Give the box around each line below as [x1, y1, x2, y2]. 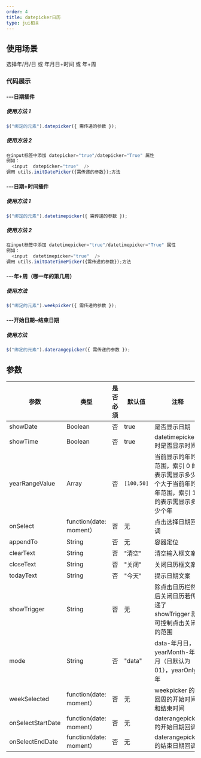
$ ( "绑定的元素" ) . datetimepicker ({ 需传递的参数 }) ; [6, 213, 128, 219]
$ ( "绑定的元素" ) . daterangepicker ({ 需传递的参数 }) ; [6, 347, 130, 353]
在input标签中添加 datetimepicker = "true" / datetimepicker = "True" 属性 [6, 242, 176, 248]
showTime [9, 437, 39, 445]
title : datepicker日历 [6, 14, 61, 20]
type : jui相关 [6, 20, 40, 26]
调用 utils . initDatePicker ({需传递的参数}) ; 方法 [6, 169, 121, 175]
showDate [9, 422, 38, 430]
